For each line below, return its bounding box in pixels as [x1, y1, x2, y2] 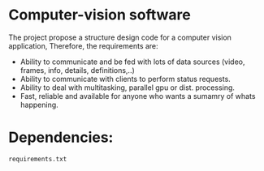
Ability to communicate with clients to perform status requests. [19, 74, 232, 83]
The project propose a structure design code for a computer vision [8, 32, 232, 42]
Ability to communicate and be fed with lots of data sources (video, [19, 57, 245, 66]
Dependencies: [8, 128, 114, 147]
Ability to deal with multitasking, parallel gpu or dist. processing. [19, 83, 236, 92]
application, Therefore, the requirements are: [8, 41, 158, 50]
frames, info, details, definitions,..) [19, 65, 136, 75]
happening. [19, 100, 58, 109]
